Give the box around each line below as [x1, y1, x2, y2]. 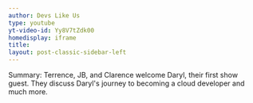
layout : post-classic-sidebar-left [8, 48, 127, 56]
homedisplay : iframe [8, 33, 77, 42]
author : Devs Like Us [8, 11, 81, 20]
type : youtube [8, 19, 56, 27]
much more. [8, 87, 48, 96]
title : [8, 41, 30, 49]
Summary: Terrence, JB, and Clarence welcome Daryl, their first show [8, 71, 238, 79]
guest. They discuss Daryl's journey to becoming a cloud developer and [8, 78, 245, 88]
